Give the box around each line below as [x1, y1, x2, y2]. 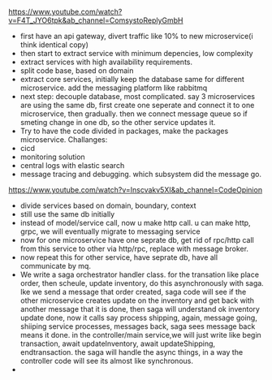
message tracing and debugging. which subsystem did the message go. [19, 170, 262, 179]
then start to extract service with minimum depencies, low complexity [19, 49, 253, 58]
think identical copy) [19, 40, 89, 50]
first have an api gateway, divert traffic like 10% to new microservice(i [19, 32, 253, 41]
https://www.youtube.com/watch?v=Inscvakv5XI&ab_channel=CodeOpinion [8, 185, 262, 194]
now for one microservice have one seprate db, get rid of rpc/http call [19, 235, 254, 244]
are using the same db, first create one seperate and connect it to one [19, 101, 255, 110]
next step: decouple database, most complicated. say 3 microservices [19, 92, 256, 101]
